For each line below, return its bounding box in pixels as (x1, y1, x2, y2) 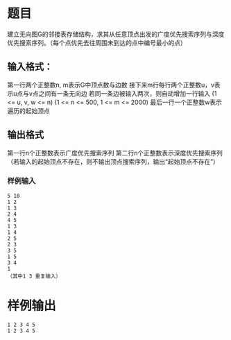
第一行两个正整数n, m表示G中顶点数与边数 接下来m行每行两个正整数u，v (7, 80, 215, 89)
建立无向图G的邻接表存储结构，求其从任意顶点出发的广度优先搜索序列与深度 (7, 30, 225, 38)
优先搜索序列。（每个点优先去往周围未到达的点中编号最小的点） (7, 38, 187, 46)
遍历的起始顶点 (7, 106, 50, 114)
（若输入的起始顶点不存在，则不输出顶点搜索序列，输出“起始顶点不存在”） (7, 157, 220, 166)
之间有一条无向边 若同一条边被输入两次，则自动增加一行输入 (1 (38, 89, 217, 97)
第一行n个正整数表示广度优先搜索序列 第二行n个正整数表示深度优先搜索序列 (7, 148, 223, 157)
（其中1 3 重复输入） (7, 273, 61, 280)
